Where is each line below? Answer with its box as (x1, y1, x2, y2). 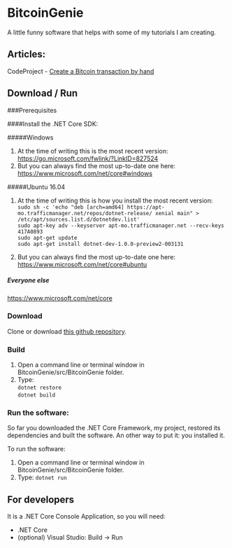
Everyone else (7, 276, 50, 285)
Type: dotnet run (17, 473, 68, 481)
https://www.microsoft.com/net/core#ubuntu (17, 260, 147, 268)
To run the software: (7, 445, 66, 453)
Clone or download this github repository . (7, 327, 127, 336)
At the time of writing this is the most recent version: (17, 146, 168, 155)
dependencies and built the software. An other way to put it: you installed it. (7, 431, 226, 439)
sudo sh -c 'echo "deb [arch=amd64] (17, 203, 124, 211)
